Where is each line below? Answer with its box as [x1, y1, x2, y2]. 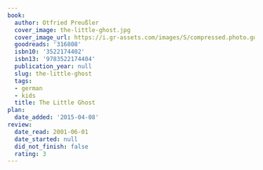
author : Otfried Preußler [14, 19, 100, 27]
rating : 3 [14, 150, 46, 157]
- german [14, 84, 43, 92]
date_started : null [14, 135, 79, 143]
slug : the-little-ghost [14, 70, 92, 78]
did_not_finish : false [14, 143, 89, 150]
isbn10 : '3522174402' [14, 48, 86, 56]
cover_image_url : [14, 33, 71, 42]
